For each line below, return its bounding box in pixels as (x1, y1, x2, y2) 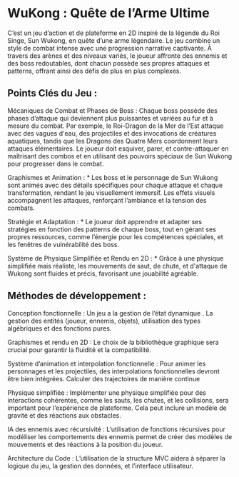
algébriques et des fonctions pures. (7, 323, 112, 333)
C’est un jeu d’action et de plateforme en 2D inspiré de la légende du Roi (7, 29, 220, 37)
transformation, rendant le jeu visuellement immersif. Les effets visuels (7, 188, 215, 197)
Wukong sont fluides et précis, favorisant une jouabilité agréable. (7, 269, 198, 278)
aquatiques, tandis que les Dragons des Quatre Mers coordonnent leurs (7, 136, 218, 145)
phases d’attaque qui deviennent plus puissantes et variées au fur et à (7, 114, 214, 122)
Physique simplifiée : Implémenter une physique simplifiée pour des (7, 388, 207, 397)
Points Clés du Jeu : (7, 87, 98, 99)
